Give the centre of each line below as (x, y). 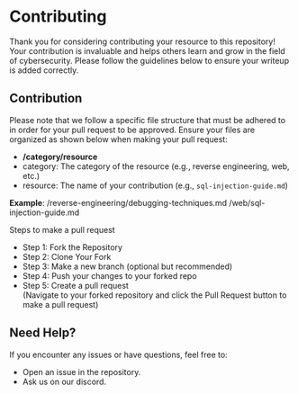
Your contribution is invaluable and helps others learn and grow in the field (147, 50)
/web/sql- (247, 202)
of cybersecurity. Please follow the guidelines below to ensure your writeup (149, 60)
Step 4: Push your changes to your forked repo (109, 275)
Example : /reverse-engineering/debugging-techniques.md (118, 202)
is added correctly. (44, 70)
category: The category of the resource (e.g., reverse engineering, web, (156, 166)
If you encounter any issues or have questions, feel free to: (118, 354)
